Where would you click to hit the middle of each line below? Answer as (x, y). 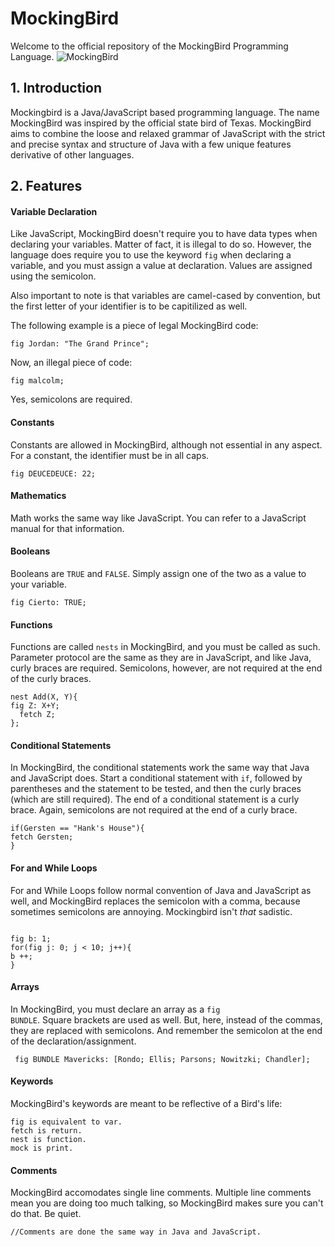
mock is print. (42, 1148)
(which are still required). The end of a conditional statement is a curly (155, 799)
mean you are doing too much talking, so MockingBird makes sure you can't (167, 1203)
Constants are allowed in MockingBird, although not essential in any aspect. (166, 444)
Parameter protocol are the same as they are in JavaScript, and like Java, (161, 658)
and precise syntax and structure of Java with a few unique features (151, 144)
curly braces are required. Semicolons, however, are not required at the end (166, 668)
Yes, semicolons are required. (71, 399)
